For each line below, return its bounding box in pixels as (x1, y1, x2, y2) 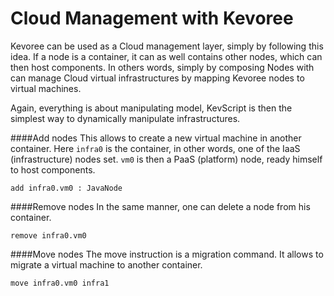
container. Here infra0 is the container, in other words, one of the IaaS (10, 142, 301, 154)
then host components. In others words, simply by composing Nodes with (10, 61, 315, 73)
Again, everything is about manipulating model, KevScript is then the (10, 102, 293, 114)
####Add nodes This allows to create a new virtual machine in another (10, 132, 302, 144)
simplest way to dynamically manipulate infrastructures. (10, 112, 241, 124)
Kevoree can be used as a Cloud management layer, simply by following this (10, 40, 324, 52)
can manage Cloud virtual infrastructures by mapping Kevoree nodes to (10, 72, 305, 84)
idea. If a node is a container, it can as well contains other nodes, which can (10, 50, 323, 62)
